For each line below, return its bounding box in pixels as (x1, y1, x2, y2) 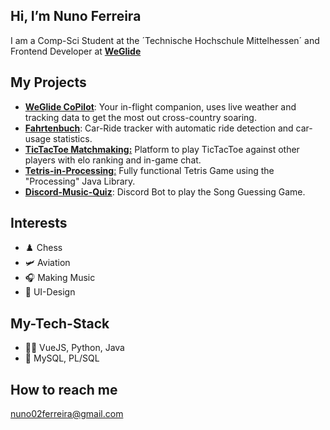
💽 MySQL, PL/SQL (24, 352, 100, 364)
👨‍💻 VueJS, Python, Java (24, 342, 125, 354)
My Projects (10, 74, 87, 91)
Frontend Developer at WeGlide (10, 45, 142, 57)
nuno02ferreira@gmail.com (10, 408, 124, 420)
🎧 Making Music (24, 272, 96, 284)
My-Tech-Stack (10, 315, 110, 332)
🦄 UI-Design (24, 286, 76, 298)
